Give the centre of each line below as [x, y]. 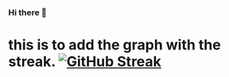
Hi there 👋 [28, 13]
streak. [32, 62]
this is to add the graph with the [114, 45]
